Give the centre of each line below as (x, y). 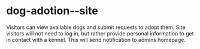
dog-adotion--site (52, 11)
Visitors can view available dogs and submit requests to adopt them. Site (96, 27)
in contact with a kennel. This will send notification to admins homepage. (96, 40)
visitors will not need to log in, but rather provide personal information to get (100, 33)
